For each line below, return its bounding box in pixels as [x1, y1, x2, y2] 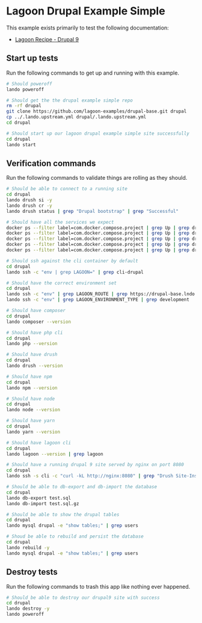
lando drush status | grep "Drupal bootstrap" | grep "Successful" [6, 208, 179, 214]
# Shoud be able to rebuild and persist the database [6, 533, 144, 539]
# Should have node [6, 396, 55, 402]
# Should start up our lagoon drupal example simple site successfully [6, 130, 189, 137]
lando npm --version [6, 385, 58, 391]
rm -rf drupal [6, 103, 42, 109]
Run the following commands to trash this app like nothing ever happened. [6, 583, 191, 590]
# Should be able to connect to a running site [6, 186, 128, 192]
